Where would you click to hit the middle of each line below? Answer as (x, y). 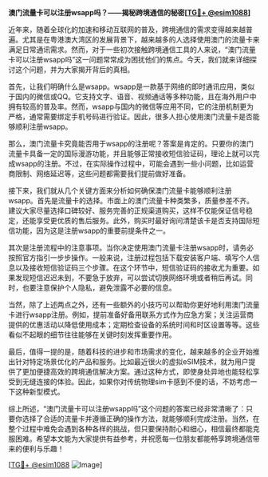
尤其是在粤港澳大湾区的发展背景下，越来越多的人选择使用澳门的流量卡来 (141, 40)
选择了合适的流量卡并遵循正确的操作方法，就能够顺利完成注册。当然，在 (141, 419)
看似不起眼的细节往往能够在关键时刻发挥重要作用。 (92, 335)
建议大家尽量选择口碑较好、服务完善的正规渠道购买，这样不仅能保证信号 (127, 210)
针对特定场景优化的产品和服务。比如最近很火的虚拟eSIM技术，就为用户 (132, 362)
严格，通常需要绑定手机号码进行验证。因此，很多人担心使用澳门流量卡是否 (130, 116)
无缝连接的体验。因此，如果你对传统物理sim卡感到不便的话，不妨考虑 (136, 382)
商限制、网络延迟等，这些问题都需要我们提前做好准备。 (99, 174)
